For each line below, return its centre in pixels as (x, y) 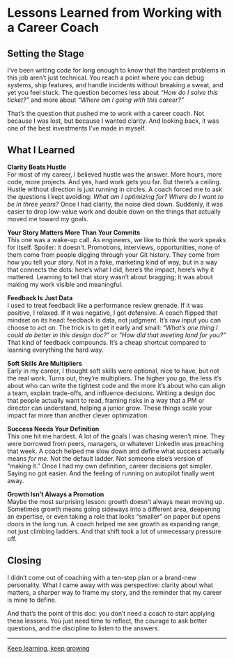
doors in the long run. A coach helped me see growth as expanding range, (114, 524)
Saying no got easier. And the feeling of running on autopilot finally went (111, 473)
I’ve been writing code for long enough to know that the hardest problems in (117, 70)
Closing (24, 561)
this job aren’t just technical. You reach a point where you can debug (106, 77)
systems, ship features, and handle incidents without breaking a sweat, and (116, 85)
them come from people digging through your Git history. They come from (114, 254)
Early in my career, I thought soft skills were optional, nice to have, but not (113, 371)
